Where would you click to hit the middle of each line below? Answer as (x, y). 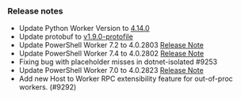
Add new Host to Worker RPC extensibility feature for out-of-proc (126, 79)
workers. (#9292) (48, 87)
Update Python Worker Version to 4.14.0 (84, 29)
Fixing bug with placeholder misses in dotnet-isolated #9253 (118, 62)
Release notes (35, 11)
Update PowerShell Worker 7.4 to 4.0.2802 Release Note (111, 54)
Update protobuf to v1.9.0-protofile (76, 36)
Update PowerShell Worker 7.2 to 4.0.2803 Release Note (111, 45)
